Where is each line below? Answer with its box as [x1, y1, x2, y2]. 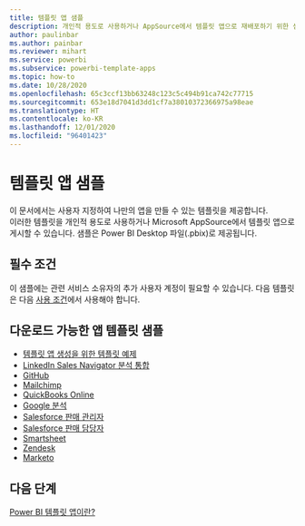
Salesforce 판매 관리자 [22, 412, 104, 423]
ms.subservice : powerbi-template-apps [9, 64, 156, 73]
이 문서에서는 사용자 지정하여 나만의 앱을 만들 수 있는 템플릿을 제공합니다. [9, 205, 269, 216]
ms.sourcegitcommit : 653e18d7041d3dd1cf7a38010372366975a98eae [9, 97, 254, 107]
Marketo [22, 453, 54, 463]
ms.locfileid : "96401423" [9, 131, 107, 141]
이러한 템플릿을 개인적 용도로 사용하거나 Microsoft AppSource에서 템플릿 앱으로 [9, 216, 295, 227]
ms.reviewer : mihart [9, 47, 88, 56]
